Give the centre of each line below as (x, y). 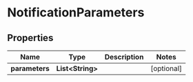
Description (124, 57)
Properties (30, 38)
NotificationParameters (76, 13)
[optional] (166, 68)
